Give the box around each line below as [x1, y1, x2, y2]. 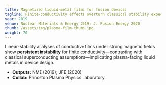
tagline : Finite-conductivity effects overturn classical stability [5, 12, 149, 17]
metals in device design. [5, 60, 55, 65]
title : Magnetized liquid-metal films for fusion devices [5, 7, 127, 12]
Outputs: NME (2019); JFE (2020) [12, 69, 82, 75]
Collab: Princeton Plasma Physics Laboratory [12, 75, 105, 80]
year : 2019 [5, 16, 28, 21]
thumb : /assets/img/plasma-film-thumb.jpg [5, 26, 94, 31]
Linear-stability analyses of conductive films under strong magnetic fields [5, 44, 155, 49]
